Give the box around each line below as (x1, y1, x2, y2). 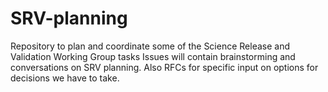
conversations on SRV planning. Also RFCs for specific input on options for (10, 61, 319, 73)
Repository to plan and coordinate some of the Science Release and (10, 40, 290, 52)
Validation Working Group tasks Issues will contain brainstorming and (10, 50, 296, 62)
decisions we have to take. (10, 72, 120, 84)
